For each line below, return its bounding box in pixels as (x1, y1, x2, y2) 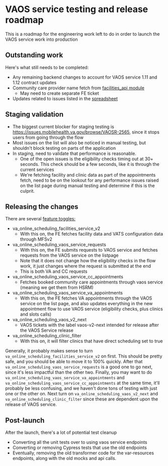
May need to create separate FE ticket (20, 90, 99, 96)
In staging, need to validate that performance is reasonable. (12, 150, 137, 156)
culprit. (20, 188, 35, 194)
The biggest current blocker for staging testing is (12, 124, 114, 130)
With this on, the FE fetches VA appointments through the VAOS (20, 295, 152, 301)
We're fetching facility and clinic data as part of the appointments (20, 171, 156, 178)
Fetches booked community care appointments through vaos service (20, 279, 163, 285)
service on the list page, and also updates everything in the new (20, 301, 153, 307)
